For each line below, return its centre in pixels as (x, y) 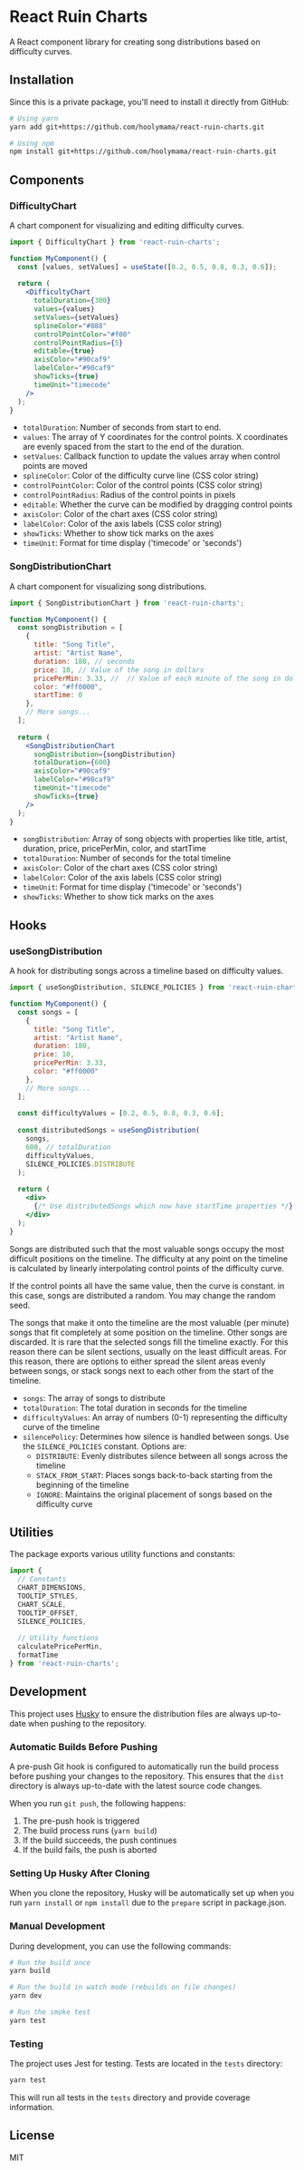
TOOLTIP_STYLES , (48, 1596)
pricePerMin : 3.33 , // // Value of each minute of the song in (157, 678)
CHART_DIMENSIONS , (52, 1588)
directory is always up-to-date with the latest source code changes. (136, 1786)
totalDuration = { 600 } (72, 763)
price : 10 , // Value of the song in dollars (119, 670)
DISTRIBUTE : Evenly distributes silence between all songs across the (161, 1455)
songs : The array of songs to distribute (94, 1397)
